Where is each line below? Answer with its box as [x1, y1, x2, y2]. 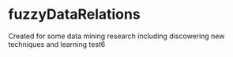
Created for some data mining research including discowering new [8, 31, 225, 41]
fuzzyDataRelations [8, 5, 141, 23]
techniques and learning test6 [8, 39, 106, 48]
